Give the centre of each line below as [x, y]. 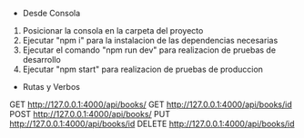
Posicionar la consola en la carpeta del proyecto [113, 30]
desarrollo [41, 59]
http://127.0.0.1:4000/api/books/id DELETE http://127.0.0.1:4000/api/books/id [152, 123]
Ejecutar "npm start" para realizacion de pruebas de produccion [143, 69]
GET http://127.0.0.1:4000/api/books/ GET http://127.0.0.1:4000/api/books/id [151, 104]
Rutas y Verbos [51, 87]
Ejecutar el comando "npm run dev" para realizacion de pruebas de [149, 50]
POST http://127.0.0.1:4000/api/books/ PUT [90, 114]
